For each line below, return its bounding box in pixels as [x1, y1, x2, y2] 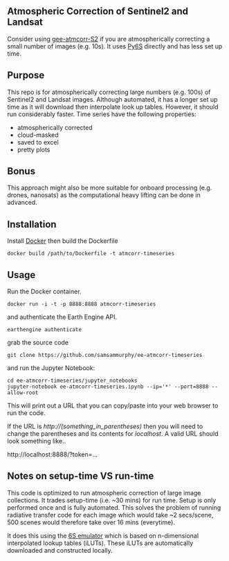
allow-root [7, 389, 39, 396]
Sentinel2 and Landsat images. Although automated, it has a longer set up [7, 95, 218, 103]
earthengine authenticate [7, 327, 82, 333]
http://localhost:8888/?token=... [7, 450, 98, 459]
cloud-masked [17, 131, 59, 139]
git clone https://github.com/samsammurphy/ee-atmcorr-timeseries [7, 352, 203, 359]
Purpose [7, 69, 45, 82]
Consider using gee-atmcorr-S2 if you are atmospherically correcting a [7, 35, 210, 43]
